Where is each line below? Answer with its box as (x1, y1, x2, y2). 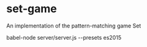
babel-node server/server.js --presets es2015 (6, 34, 121, 41)
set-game (6, 2, 57, 16)
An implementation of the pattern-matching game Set (6, 22, 141, 29)
